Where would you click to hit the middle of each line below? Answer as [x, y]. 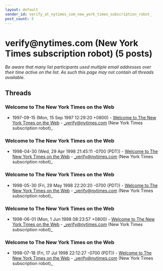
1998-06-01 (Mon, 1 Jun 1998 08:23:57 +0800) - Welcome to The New [83, 219]
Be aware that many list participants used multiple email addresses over [78, 67]
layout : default [22, 10]
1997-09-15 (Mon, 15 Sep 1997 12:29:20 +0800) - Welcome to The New [84, 118]
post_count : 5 [20, 19]
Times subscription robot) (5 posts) [79, 53]
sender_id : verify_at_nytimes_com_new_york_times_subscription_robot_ [79, 14]
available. [15, 78]
